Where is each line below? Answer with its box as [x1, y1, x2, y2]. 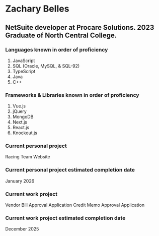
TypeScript [12, 68, 36, 74]
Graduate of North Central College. [5, 31, 117, 39]
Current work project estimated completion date [5, 214, 126, 221]
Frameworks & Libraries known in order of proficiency [5, 91, 139, 98]
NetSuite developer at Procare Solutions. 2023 [5, 23, 154, 32]
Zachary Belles [5, 3, 69, 15]
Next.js [12, 119, 28, 125]
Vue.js [12, 103, 26, 109]
